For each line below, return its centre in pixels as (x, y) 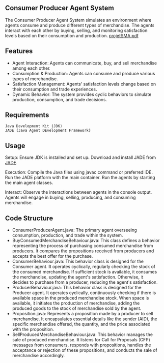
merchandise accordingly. (38, 356)
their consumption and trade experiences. (55, 89)
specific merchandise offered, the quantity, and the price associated (81, 324)
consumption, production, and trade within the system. (68, 235)
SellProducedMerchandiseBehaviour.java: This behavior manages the (82, 334)
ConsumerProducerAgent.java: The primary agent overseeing (75, 230)
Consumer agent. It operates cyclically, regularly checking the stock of (84, 267)
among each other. (31, 68)
